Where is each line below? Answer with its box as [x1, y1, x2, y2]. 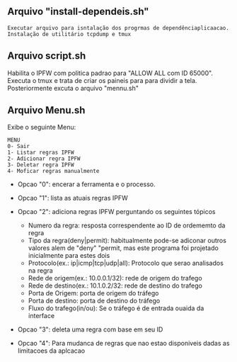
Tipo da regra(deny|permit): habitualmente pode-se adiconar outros [28, 237, 226, 245]
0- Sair [7, 143, 30, 150]
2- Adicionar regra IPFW [7, 155, 81, 162]
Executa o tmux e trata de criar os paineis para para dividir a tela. [7, 76, 197, 84]
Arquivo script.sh [7, 50, 86, 62]
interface [28, 312, 55, 320]
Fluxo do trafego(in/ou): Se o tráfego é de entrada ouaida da [28, 304, 204, 312]
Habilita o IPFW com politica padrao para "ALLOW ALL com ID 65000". [7, 69, 214, 77]
